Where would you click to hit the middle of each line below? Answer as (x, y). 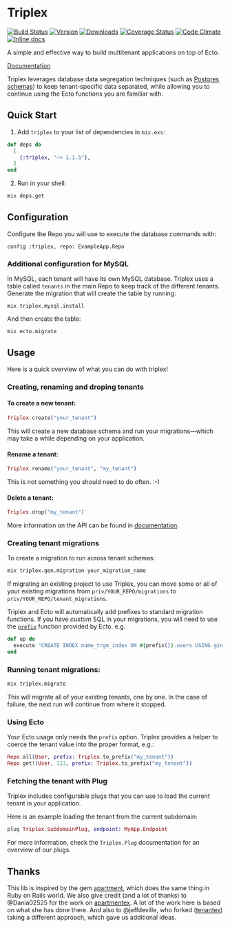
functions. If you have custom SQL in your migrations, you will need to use (113, 619)
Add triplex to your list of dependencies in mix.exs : (91, 131)
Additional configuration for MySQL (68, 264)
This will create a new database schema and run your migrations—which (110, 431)
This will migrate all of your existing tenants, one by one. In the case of (107, 697)
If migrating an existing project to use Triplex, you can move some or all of (112, 584)
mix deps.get (26, 196)
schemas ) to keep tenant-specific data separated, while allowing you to (108, 86)
